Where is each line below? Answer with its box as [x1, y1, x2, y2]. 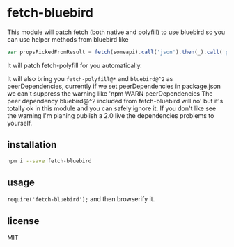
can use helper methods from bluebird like [7, 35, 129, 43]
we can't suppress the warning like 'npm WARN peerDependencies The [7, 89, 213, 98]
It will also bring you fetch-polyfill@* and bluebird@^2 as [7, 74, 173, 83]
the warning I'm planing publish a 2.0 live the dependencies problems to [7, 111, 214, 119]
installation [7, 139, 57, 151]
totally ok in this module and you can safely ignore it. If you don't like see [7, 104, 217, 112]
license [7, 215, 40, 227]
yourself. [7, 119, 33, 127]
